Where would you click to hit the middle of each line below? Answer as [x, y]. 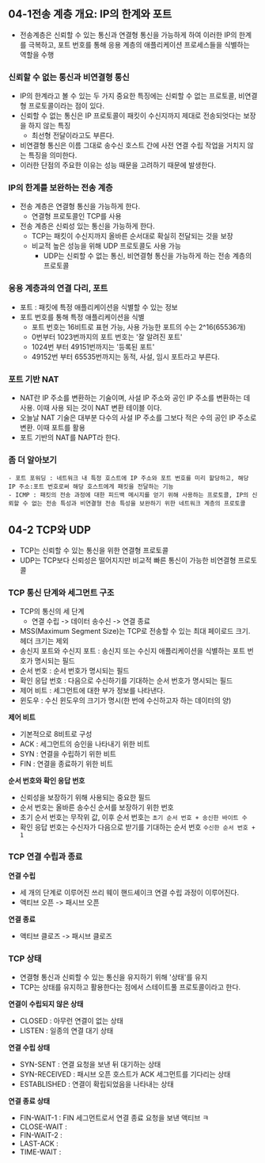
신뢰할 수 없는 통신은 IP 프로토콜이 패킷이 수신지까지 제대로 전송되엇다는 [131, 116]
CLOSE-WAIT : [43, 1127]
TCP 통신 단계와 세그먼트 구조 [61, 593]
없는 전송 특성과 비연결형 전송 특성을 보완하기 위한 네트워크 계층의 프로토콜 [138, 504]
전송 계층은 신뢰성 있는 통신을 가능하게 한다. [87, 226]
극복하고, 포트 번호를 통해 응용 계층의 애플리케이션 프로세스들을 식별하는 [139, 44]
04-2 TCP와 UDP [49, 530]
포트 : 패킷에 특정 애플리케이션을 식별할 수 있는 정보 [98, 307]
